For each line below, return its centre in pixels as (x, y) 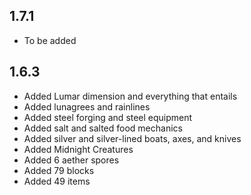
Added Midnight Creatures (78, 149)
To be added (50, 40)
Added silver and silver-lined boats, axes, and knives (132, 138)
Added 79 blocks (59, 170)
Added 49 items (57, 181)
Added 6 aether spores (71, 160)
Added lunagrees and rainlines (87, 106)
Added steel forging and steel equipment (108, 117)
